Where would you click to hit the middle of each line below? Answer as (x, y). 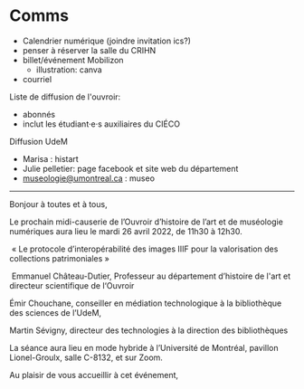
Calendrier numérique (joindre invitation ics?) (107, 41)
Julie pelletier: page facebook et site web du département (130, 168)
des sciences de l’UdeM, (56, 312)
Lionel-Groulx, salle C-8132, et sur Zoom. (86, 357)
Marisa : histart (50, 158)
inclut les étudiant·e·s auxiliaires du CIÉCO (101, 124)
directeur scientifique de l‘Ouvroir (72, 285)
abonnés (39, 114)
